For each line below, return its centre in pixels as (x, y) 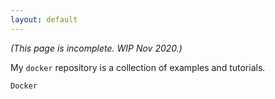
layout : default (44, 19)
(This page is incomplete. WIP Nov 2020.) (96, 48)
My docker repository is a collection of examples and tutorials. (138, 67)
